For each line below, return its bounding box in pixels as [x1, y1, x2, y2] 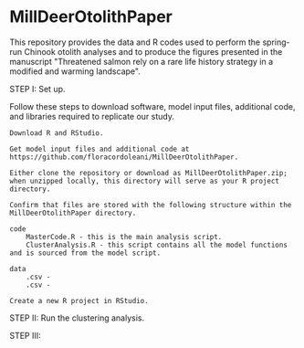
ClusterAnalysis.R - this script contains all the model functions [26, 240, 288, 249]
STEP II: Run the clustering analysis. [9, 312, 144, 323]
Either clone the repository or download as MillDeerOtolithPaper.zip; [9, 168, 288, 177]
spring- [262, 37, 290, 47]
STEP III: [9, 330, 41, 341]
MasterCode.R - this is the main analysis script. [26, 232, 223, 241]
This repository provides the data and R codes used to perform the [9, 37, 261, 47]
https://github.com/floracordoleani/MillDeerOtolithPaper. [9, 153, 239, 162]
